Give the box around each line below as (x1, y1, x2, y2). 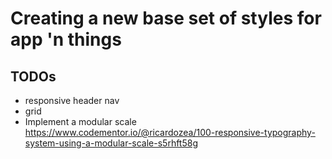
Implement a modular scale (24, 116, 137, 127)
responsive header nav (24, 95, 120, 106)
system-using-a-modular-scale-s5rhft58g (24, 137, 199, 149)
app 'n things (10, 28, 122, 51)
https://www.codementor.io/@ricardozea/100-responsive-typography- (24, 127, 316, 138)
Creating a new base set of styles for (10, 7, 322, 30)
